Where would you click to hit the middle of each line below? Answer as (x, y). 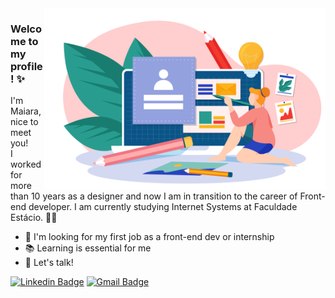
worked (26, 164)
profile (26, 66)
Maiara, (26, 111)
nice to (24, 122)
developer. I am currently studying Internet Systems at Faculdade (163, 207)
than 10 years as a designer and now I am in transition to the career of (154, 196)
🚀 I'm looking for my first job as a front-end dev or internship (149, 237)
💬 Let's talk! (49, 263)
